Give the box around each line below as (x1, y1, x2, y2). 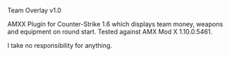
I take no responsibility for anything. (7, 41, 112, 49)
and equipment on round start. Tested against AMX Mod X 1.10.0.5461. (7, 28, 213, 36)
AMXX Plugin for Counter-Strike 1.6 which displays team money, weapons (7, 20, 224, 28)
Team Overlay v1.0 (7, 6, 62, 14)
